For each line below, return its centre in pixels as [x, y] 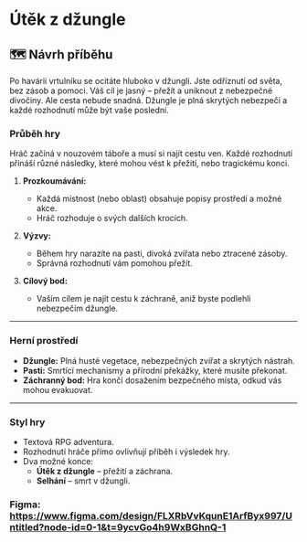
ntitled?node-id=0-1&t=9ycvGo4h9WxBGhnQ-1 [118, 527]
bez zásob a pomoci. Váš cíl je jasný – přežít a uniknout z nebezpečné [141, 90]
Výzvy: [37, 236]
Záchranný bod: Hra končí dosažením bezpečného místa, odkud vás [152, 380]
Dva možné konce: [58, 461]
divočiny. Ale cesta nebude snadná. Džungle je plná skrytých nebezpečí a [148, 100]
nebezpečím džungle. [77, 308]
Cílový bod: [45, 281]
